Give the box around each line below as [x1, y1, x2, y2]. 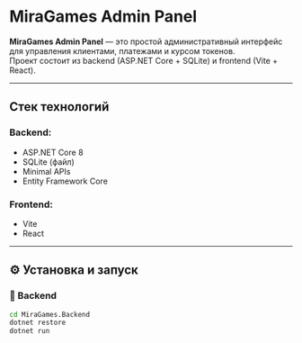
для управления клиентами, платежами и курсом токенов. [9, 45, 235, 56]
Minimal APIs [22, 166, 71, 176]
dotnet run [9, 327, 50, 336]
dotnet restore [9, 318, 67, 328]
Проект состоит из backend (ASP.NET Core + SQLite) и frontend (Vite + [9, 55, 279, 66]
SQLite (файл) [22, 156, 75, 167]
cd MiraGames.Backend [9, 310, 91, 319]
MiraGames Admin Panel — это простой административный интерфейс [9, 36, 283, 47]
